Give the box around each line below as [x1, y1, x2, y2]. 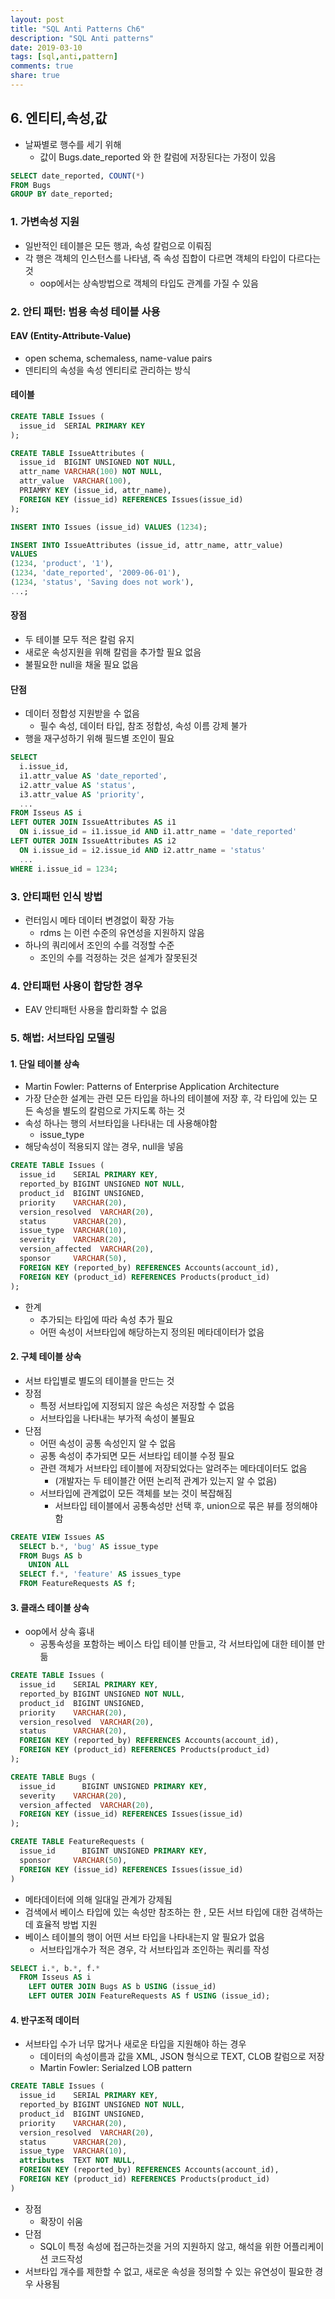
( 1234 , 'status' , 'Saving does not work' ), [10, 577, 195, 588]
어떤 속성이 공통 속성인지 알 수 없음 [39, 1437, 177, 1449]
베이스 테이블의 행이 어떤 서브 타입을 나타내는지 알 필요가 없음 [24, 1931, 265, 1943]
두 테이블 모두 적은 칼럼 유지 [24, 634, 135, 646]
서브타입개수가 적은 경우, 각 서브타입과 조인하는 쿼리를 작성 [39, 1943, 270, 1955]
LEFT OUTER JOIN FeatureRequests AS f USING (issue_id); [28, 1991, 271, 2001]
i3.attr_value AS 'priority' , [19, 789, 145, 800]
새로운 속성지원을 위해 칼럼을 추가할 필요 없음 [24, 646, 202, 658]
